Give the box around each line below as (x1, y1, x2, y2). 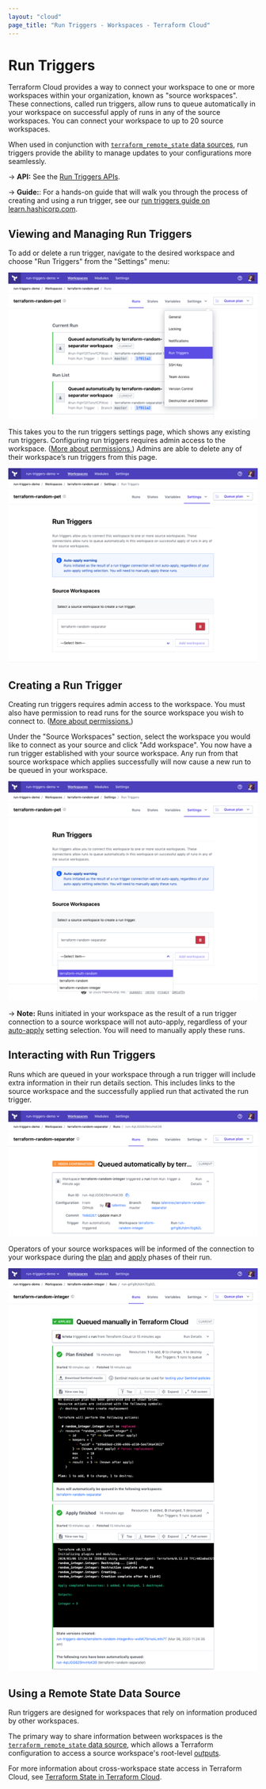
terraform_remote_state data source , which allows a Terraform (8, 1740, 214, 1749)
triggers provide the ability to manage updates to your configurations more (8, 148, 252, 158)
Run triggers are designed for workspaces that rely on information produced (8, 1707, 257, 1717)
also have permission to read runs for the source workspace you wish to (8, 708, 244, 717)
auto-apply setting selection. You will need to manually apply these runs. (8, 1026, 245, 1035)
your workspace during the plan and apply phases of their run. (8, 1252, 212, 1262)
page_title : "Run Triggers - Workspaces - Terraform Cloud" (8, 21, 211, 29)
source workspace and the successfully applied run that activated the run (8, 1086, 249, 1095)
